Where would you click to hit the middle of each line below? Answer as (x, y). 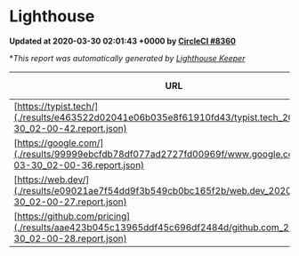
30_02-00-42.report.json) (70, 128)
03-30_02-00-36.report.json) (79, 164)
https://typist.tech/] (58, 106)
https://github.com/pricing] (74, 216)
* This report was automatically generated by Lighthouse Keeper (127, 58)
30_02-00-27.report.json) (70, 202)
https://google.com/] (61, 142)
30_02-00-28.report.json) (70, 238)
